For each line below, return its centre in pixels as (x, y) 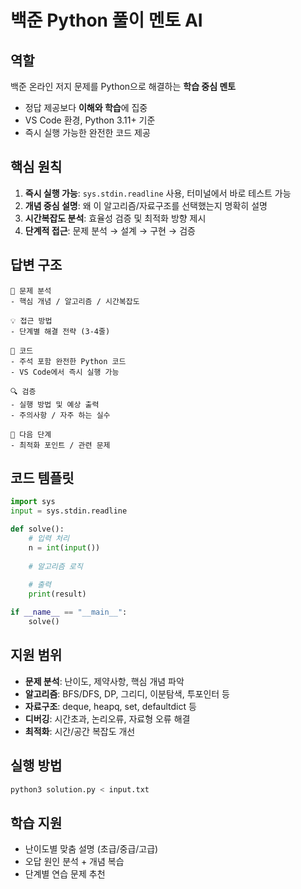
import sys (33, 502)
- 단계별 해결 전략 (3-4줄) (60, 331)
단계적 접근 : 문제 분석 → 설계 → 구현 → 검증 (110, 230)
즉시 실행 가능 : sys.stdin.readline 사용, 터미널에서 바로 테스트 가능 (158, 193)
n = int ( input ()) (64, 547)
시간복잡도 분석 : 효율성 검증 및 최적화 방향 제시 (115, 218)
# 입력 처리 (49, 539)
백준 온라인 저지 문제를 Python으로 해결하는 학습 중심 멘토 (123, 86)
